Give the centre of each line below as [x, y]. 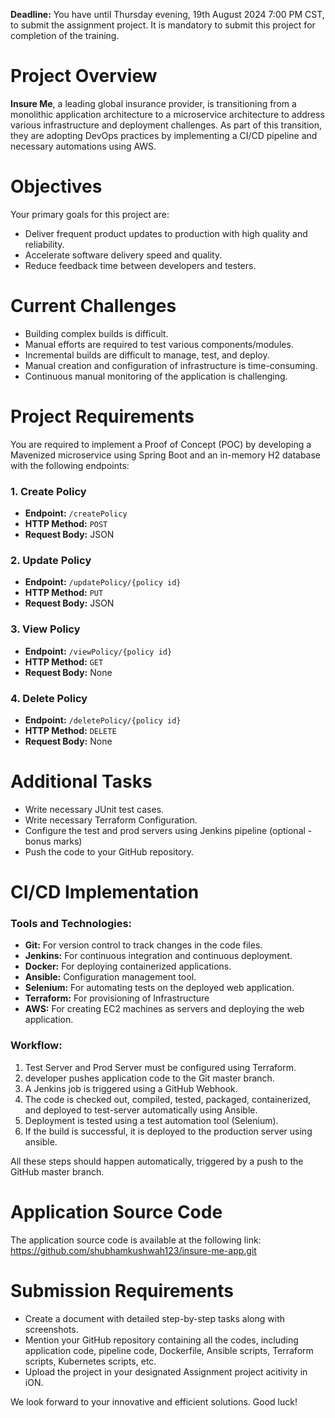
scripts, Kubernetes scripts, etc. [90, 1361]
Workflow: [36, 1046]
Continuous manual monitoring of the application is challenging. [156, 376]
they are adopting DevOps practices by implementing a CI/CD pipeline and [164, 135]
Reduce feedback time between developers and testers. [140, 265]
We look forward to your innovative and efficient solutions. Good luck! [154, 1401]
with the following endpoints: [70, 465]
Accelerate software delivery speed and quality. [123, 255]
